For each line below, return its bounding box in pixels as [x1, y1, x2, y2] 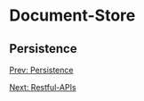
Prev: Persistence [9, 64, 74, 75]
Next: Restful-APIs [9, 82, 77, 92]
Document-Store [9, 5, 136, 26]
